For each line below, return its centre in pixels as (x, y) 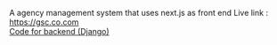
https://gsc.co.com (44, 22)
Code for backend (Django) (59, 31)
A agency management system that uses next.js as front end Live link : (139, 13)
